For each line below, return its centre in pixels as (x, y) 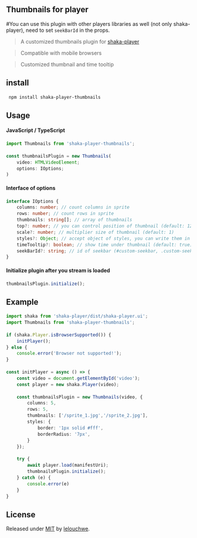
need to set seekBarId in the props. (68, 30)
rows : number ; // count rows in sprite (65, 214)
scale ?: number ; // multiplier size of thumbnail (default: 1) (96, 232)
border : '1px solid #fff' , (70, 428)
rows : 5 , (38, 409)
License (21, 514)
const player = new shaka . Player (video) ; (68, 384)
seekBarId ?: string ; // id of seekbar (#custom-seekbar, (88, 251)
